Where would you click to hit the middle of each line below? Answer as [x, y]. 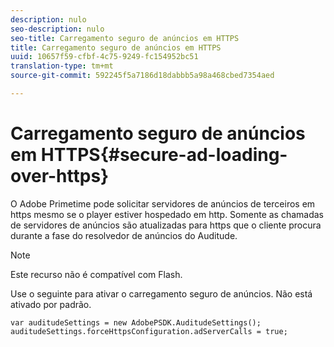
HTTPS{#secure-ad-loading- [164, 155]
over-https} [60, 176]
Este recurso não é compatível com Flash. [96, 274]
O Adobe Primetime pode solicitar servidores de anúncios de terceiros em [163, 203]
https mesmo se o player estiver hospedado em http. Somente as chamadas [167, 214]
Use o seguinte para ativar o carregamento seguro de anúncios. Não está [161, 293]
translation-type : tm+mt [62, 66]
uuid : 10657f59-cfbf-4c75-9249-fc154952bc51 [104, 57]
